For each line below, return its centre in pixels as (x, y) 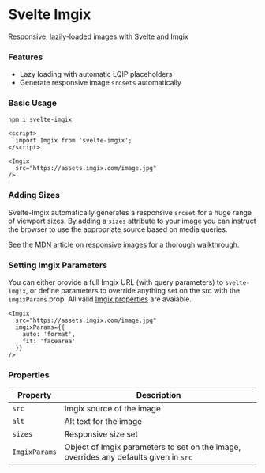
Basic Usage (33, 103)
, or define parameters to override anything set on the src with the (133, 291)
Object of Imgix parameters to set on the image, (153, 447)
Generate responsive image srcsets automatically (100, 83)
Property (34, 395)
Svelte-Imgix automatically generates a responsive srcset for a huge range (130, 212)
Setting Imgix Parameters (58, 265)
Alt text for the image (103, 422)
